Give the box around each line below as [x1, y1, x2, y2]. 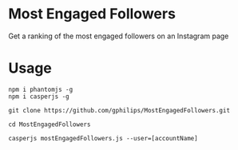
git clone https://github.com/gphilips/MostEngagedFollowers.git [8, 106, 230, 114]
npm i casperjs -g [8, 93, 69, 101]
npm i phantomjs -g [8, 85, 73, 93]
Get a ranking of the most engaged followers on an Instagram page [8, 31, 229, 41]
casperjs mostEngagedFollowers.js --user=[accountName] [8, 134, 198, 142]
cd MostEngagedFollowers [8, 120, 91, 128]
